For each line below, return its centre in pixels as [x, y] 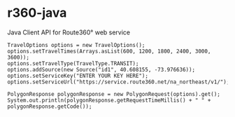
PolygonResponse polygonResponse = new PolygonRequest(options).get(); [114, 94]
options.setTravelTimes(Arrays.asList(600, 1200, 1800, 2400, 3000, [109, 51]
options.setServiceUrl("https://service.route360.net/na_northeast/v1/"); [119, 82]
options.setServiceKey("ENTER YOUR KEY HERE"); [78, 76]
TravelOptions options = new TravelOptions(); [76, 45]
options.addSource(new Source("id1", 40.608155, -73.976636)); [101, 69]
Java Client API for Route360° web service [69, 32]
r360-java [37, 13]
